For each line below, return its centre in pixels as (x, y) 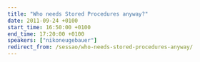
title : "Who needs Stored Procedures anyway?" (78, 14)
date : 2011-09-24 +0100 (43, 21)
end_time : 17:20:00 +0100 (46, 34)
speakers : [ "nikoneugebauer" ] (52, 41)
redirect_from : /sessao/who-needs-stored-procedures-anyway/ (100, 47)
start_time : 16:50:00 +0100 (49, 27)
